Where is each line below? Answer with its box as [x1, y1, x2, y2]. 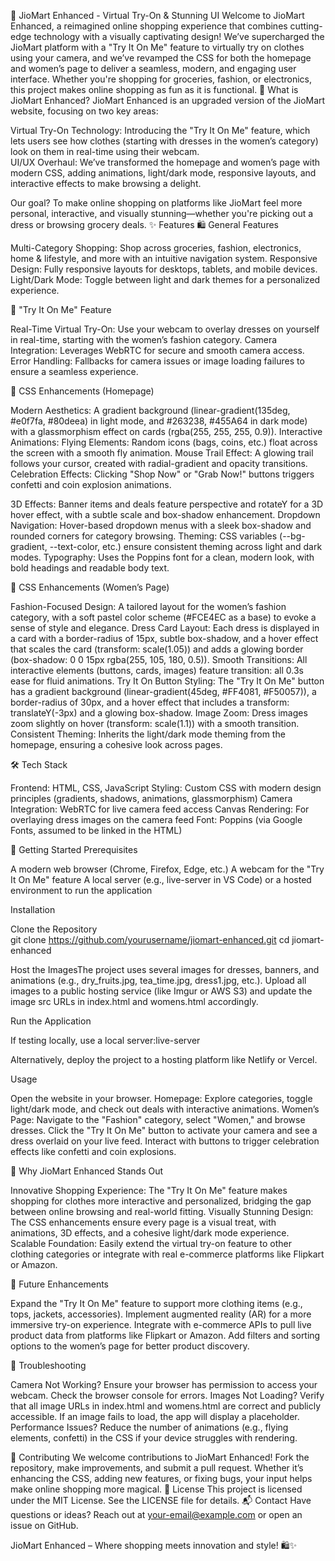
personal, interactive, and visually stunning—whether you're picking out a [10, 208, 314, 219]
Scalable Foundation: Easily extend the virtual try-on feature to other [10, 1238, 293, 1249]
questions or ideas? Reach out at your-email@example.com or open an [10, 1509, 303, 1520]
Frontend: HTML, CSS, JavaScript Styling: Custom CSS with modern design [10, 782, 322, 794]
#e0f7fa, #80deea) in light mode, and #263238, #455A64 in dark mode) [10, 415, 308, 427]
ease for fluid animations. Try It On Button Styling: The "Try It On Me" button [10, 675, 325, 687]
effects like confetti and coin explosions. [10, 1146, 177, 1157]
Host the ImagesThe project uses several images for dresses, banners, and [10, 964, 320, 975]
